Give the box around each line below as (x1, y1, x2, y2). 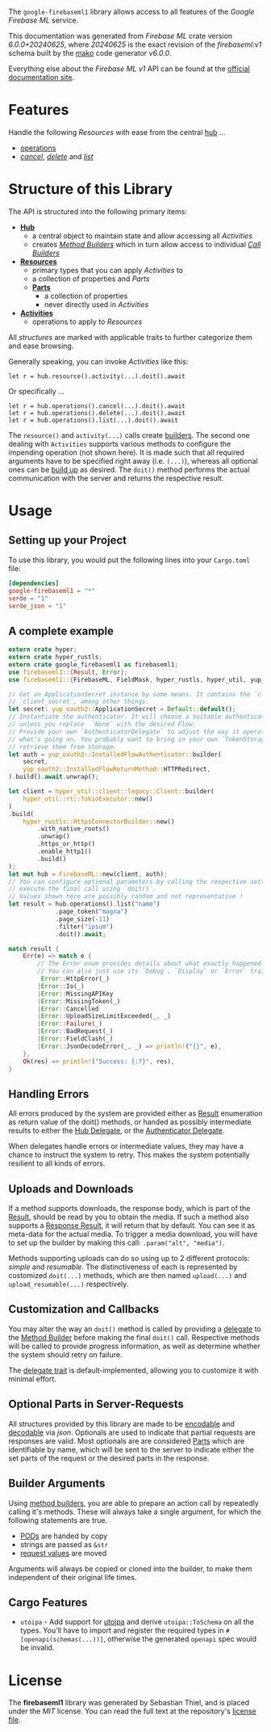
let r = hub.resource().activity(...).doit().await (8, 372, 186, 380)
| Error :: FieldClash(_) (37, 1035, 114, 1043)
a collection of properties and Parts (31, 274, 150, 284)
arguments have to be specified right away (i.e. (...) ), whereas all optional (8, 456, 258, 465)
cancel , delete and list (19, 151, 94, 161)
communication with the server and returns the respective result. (8, 473, 224, 483)
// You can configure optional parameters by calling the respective (8, 877, 248, 885)
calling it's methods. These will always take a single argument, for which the (8, 1507, 261, 1516)
